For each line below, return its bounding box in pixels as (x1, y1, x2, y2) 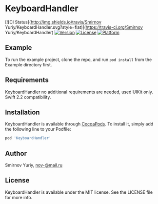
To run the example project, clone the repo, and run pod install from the (5, 57, 152, 62)
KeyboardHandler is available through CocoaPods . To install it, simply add (5, 121, 154, 127)
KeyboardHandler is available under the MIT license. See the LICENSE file (5, 189, 153, 195)
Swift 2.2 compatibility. (5, 94, 51, 100)
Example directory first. (5, 61, 52, 67)
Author (5, 149, 27, 158)
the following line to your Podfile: (5, 126, 72, 132)
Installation (5, 108, 40, 116)
